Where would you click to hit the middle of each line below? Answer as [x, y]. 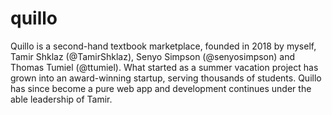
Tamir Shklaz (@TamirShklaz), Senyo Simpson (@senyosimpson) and [153, 56]
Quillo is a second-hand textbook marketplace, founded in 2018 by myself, [163, 46]
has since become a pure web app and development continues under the [161, 88]
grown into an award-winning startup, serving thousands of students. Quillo [166, 78]
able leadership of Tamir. [61, 99]
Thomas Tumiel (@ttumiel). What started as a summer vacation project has [164, 67]
